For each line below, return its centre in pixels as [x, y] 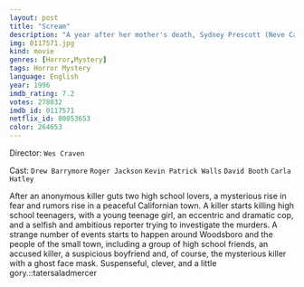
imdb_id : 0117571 [42, 110]
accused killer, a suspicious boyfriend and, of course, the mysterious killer [148, 254]
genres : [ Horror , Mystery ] [58, 60]
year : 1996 [30, 85]
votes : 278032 [36, 102]
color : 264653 [36, 128]
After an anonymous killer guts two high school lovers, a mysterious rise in [148, 196]
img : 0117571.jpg [42, 43]
